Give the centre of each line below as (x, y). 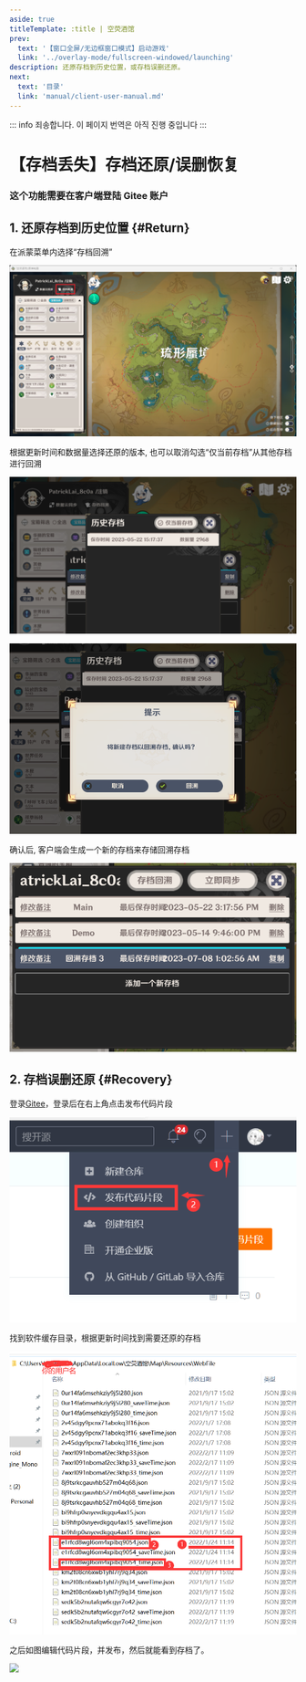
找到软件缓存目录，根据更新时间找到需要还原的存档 (105, 1338)
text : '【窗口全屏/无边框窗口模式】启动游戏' (94, 48)
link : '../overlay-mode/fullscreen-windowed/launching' (126, 58)
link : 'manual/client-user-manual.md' (92, 96)
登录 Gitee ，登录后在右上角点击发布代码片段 (91, 1103)
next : (20, 78)
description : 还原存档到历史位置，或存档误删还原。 (97, 68)
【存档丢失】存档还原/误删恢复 (124, 165)
